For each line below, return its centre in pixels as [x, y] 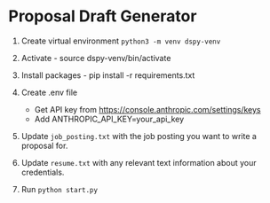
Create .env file [49, 92]
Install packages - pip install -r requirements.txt [108, 75]
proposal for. [44, 145]
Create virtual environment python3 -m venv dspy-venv [121, 41]
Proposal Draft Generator [103, 16]
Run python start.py [60, 189]
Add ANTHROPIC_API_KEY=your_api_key [109, 119]
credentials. [43, 172]
